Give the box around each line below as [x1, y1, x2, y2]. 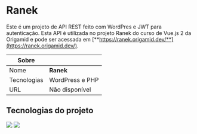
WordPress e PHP [49, 75, 99, 84]
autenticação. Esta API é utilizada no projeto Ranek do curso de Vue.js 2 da [6, 29, 192, 36]
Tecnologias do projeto [6, 106, 94, 116]
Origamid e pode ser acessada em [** [6, 36, 100, 43]
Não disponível [49, 85, 91, 94]
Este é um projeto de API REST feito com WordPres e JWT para [6, 23, 162, 30]
